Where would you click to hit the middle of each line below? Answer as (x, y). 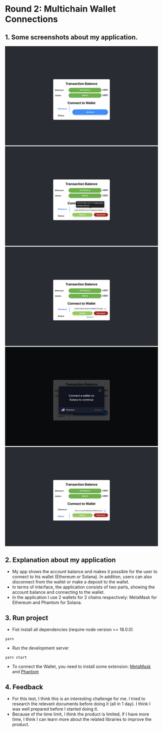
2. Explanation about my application (60, 560)
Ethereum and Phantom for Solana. (47, 602)
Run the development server (41, 648)
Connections (32, 19)
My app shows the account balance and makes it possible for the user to (85, 572)
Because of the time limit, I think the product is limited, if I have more (81, 714)
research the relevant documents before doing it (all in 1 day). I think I (81, 704)
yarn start (16, 658)
